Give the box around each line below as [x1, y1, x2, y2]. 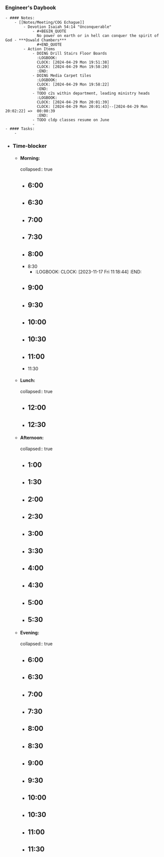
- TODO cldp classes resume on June [32, 118, 110, 123]
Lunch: [20, 377, 35, 383]
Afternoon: [20, 435, 44, 441]
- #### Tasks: [5, 126, 35, 132]
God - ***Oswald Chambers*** [5, 37, 67, 43]
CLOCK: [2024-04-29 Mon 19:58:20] [37, 64, 110, 69]
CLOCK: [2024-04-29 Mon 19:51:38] [37, 60, 110, 65]
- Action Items [23, 47, 56, 52]
